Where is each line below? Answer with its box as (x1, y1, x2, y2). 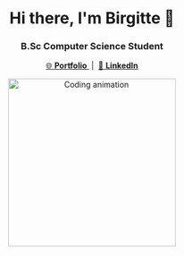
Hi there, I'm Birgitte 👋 (9, 8, 175, 29)
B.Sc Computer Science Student (21, 40, 163, 53)
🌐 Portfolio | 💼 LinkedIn (46, 60, 138, 71)
